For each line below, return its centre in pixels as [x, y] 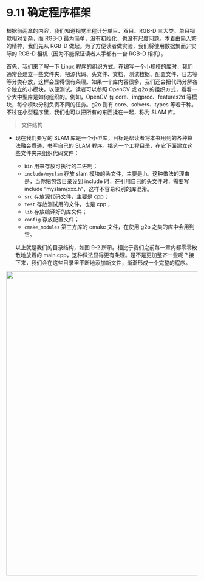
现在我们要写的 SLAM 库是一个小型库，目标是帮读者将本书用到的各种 [101, 137]
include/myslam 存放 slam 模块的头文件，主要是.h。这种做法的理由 [107, 173]
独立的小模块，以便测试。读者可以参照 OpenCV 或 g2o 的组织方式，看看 [102, 89]
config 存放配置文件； [52, 219]
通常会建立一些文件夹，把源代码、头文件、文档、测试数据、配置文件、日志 [99, 74]
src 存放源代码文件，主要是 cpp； [66, 196]
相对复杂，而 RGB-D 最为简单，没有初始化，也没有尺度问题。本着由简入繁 [104, 38]
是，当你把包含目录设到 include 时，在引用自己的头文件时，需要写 [107, 181]
